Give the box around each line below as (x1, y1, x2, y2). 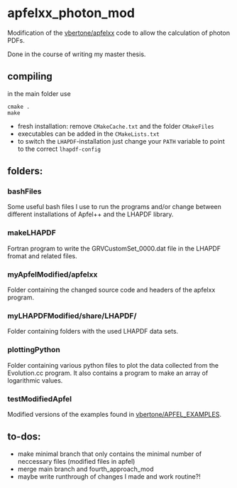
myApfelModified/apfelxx (7, 269, 98, 279)
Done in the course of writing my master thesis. (7, 50, 146, 58)
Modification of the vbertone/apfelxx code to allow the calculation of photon (7, 28, 231, 37)
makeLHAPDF (7, 228, 56, 238)
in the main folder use (7, 89, 71, 97)
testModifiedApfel (7, 393, 72, 403)
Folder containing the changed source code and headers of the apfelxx (7, 286, 216, 295)
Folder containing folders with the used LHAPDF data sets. (7, 327, 179, 336)
